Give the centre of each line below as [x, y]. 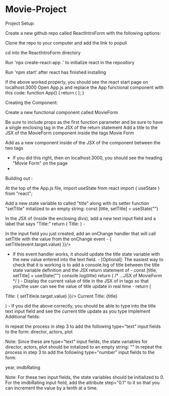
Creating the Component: [32, 103]
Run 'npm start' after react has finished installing [56, 72]
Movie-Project [36, 9]
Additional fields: [23, 316]
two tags [14, 148]
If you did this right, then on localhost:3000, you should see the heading [87, 158]
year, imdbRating [23, 367]
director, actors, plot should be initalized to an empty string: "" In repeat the [84, 346]
